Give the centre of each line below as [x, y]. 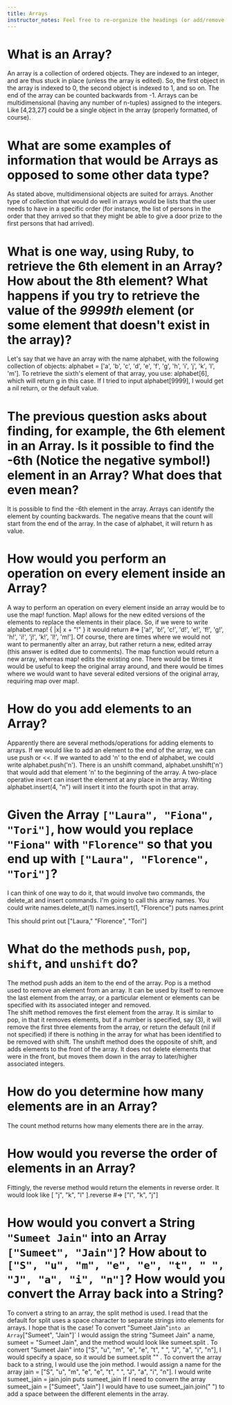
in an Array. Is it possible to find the [111, 445]
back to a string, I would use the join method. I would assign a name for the [114, 1364]
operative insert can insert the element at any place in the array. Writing [109, 780]
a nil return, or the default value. [53, 388]
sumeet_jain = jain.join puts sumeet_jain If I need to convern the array [107, 1379]
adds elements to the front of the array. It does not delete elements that [109, 1049]
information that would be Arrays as [113, 160]
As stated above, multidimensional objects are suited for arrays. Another [110, 194]
